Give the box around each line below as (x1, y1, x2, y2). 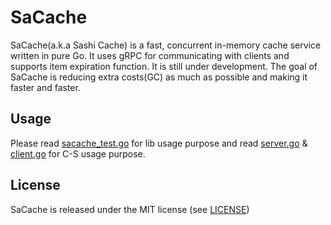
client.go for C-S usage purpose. (10, 147, 146, 160)
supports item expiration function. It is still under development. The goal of (10, 60, 318, 72)
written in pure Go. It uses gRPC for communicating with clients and (10, 49, 290, 61)
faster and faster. (10, 81, 81, 93)
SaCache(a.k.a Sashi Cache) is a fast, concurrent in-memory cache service (10, 39, 322, 51)
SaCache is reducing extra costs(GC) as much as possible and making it (10, 71, 308, 83)
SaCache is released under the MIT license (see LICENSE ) (10, 203, 250, 215)
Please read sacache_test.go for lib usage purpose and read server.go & (10, 137, 308, 149)
